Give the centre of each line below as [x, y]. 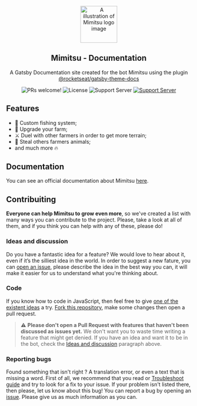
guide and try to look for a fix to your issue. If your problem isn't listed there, [98, 384]
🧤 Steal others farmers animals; [53, 141]
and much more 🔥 [36, 148]
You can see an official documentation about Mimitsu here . [77, 181]
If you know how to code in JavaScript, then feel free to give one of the [92, 301]
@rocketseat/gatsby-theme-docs [99, 78]
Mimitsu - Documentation [99, 58]
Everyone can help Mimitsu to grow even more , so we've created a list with [98, 214]
